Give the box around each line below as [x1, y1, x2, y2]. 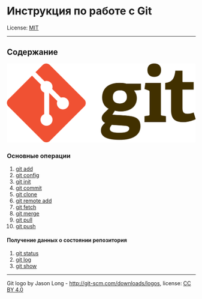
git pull [15, 216, 32, 223]
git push [15, 223, 36, 230]
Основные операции [7, 151, 71, 160]
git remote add [15, 197, 52, 205]
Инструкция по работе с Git [7, 4, 152, 18]
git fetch [15, 204, 37, 211]
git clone [15, 191, 38, 198]
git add [15, 165, 34, 172]
